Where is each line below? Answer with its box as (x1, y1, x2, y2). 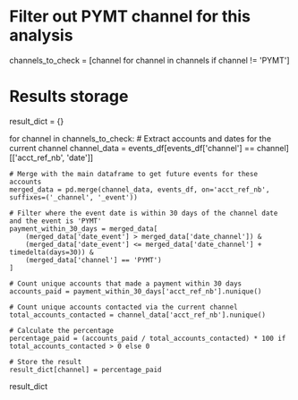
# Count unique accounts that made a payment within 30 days (9, 279, 243, 288)
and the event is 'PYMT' (9, 217, 102, 226)
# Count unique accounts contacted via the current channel (9, 302, 239, 311)
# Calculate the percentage (9, 326, 115, 335)
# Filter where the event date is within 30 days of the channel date (9, 209, 278, 217)
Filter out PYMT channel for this (9, 6, 251, 27)
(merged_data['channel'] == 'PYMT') (25, 255, 163, 265)
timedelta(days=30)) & (9, 248, 94, 257)
